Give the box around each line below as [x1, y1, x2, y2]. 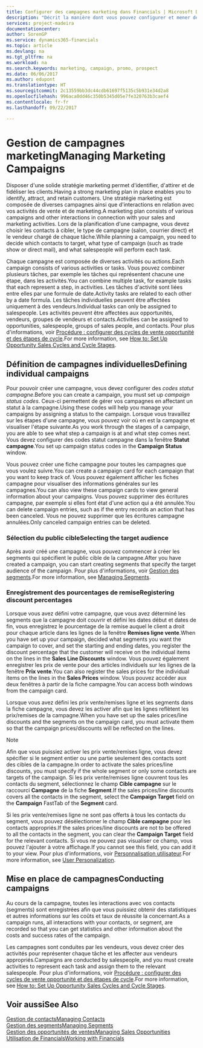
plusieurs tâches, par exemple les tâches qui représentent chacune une [6, 271, 184, 278]
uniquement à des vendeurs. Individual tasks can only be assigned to [6, 303, 177, 310]
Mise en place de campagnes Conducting [6, 874, 164, 884]
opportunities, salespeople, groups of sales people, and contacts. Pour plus [6, 322, 195, 330]
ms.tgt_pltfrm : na [6, 54, 53, 60]
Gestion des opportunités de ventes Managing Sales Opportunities [6, 1028, 171, 1036]
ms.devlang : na [6, 48, 45, 55]
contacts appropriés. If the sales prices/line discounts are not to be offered [6, 824, 192, 831]
